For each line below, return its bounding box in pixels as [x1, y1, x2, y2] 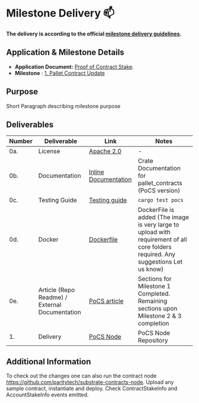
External [38, 301, 62, 309]
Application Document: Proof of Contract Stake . [14, 63, 134, 70]
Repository [137, 337, 168, 345]
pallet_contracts [137, 179, 182, 188]
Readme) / [38, 293, 68, 302]
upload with [137, 228, 171, 236]
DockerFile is [137, 206, 175, 214]
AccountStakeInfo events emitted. [6, 391, 89, 398]
